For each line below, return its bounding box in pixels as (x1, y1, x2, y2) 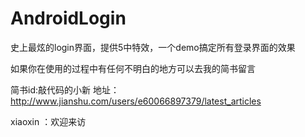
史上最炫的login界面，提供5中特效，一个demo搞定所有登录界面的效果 (10, 41, 296, 53)
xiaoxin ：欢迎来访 (10, 115, 87, 127)
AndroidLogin (10, 7, 127, 30)
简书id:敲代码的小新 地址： (10, 83, 120, 96)
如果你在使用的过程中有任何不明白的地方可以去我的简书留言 (10, 62, 256, 74)
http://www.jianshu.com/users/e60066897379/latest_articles (10, 95, 262, 107)
